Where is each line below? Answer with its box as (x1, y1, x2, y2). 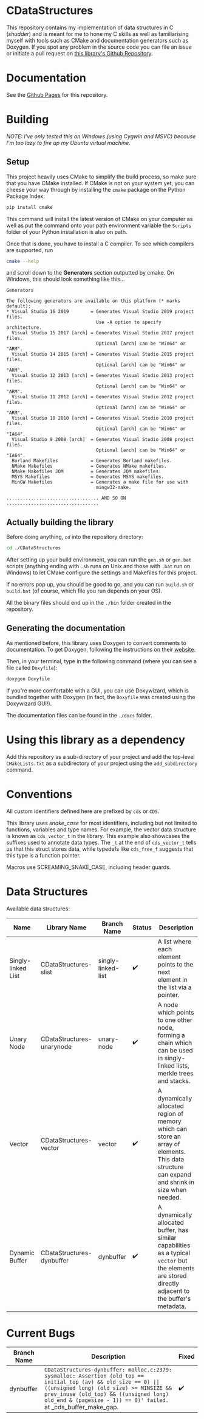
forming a (157, 1030, 185, 1039)
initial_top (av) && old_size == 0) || (44, 1378, 160, 1386)
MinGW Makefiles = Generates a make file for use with (12, 479, 189, 485)
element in (157, 975, 188, 984)
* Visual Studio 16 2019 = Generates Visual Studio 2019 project (6, 309, 194, 315)
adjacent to (157, 1286, 190, 1295)
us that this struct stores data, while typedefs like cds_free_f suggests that (6, 845, 194, 853)
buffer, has (157, 1225, 189, 1234)
